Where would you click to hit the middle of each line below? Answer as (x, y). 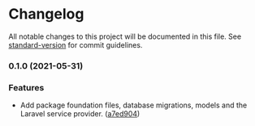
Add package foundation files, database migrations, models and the (134, 105)
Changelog (46, 14)
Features (26, 87)
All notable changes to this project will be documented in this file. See (125, 36)
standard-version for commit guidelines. (76, 44)
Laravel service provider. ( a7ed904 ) (80, 114)
